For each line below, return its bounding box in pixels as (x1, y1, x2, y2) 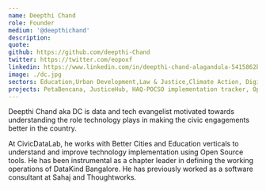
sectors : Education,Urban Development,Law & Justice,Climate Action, (8, 78, 243, 85)
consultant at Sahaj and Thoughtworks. (8, 173, 137, 182)
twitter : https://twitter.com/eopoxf (8, 56, 133, 64)
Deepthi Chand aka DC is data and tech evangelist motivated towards (8, 107, 235, 116)
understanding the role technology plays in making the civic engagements (8, 116, 250, 125)
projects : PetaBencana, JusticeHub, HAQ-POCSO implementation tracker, (8, 85, 249, 93)
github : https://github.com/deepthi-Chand (8, 48, 150, 56)
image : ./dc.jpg (8, 70, 62, 78)
